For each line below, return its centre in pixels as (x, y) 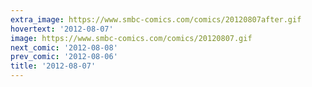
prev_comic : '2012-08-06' (64, 57)
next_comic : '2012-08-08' (64, 47)
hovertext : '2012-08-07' (62, 29)
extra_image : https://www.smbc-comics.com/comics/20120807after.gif (156, 19)
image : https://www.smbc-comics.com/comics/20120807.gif (131, 38)
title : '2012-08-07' (53, 66)
